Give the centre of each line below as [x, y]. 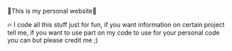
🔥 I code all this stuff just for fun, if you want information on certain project [116, 24]
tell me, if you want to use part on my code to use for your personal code [114, 33]
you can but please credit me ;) [53, 40]
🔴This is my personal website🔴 [52, 11]
